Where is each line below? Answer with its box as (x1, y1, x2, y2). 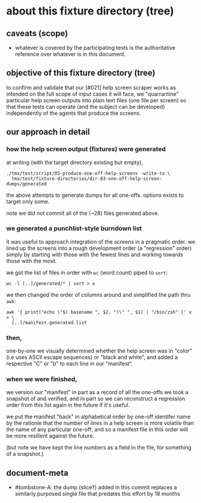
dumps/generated (6, 181, 47, 187)
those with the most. (6, 257, 57, 264)
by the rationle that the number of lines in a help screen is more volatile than (6, 419, 194, 427)
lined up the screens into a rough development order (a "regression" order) (6, 244, 192, 251)
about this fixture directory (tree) (6, 4, 175, 18)
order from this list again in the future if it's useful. (6, 401, 130, 409)
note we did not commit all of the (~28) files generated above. (6, 209, 160, 217)
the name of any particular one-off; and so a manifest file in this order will (6, 426, 188, 433)
